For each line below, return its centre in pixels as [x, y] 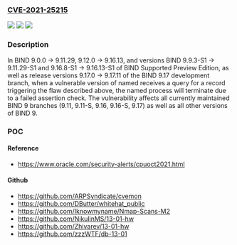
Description [28, 45]
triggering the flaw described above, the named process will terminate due [117, 90]
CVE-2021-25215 [38, 10]
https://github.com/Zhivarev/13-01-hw [73, 226]
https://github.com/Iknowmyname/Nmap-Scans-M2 [94, 211]
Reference [23, 148]
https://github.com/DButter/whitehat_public [81, 203]
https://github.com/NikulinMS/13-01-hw [75, 219]
